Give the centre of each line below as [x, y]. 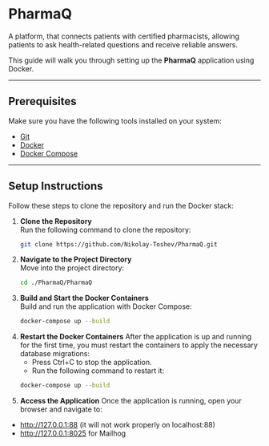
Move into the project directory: [72, 268]
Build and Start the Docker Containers [84, 298]
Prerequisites [42, 101]
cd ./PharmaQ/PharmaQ [56, 283]
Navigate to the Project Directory [76, 259]
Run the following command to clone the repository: [105, 229]
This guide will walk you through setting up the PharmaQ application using [131, 60]
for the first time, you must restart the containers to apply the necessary [139, 345]
